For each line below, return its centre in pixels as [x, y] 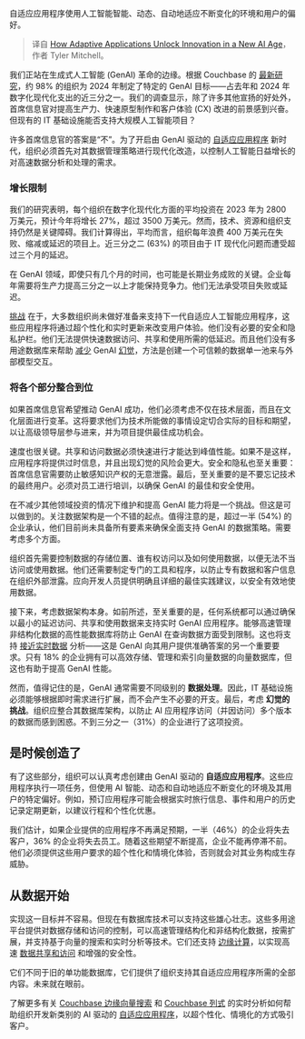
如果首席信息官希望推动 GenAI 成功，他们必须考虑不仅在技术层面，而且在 [147, 409]
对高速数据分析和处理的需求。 [65, 162]
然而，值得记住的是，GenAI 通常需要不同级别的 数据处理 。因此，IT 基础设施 [151, 687]
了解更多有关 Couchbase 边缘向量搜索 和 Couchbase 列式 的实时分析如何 [147, 1004]
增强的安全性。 [113, 954]
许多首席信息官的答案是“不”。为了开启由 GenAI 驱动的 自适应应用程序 [139, 140]
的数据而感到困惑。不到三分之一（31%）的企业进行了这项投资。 [129, 722]
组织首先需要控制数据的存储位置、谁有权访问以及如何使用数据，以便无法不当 [152, 558]
